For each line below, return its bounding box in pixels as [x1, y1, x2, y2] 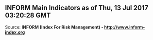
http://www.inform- [104, 24, 145, 30]
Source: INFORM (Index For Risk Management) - [5, 24, 103, 30]
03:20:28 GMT [5, 12, 51, 20]
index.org [5, 29, 25, 35]
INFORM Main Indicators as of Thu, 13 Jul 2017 [5, 4, 149, 12]
